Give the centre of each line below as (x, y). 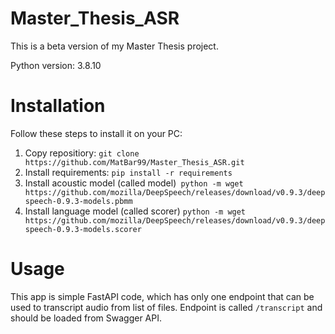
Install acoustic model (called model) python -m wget (134, 183)
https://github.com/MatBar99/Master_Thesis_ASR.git (134, 162)
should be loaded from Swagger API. (86, 318)
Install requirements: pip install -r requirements (128, 172)
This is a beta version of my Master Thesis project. (114, 46)
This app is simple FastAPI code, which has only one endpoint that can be (162, 296)
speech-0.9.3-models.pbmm (78, 201)
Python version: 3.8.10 (56, 65)
